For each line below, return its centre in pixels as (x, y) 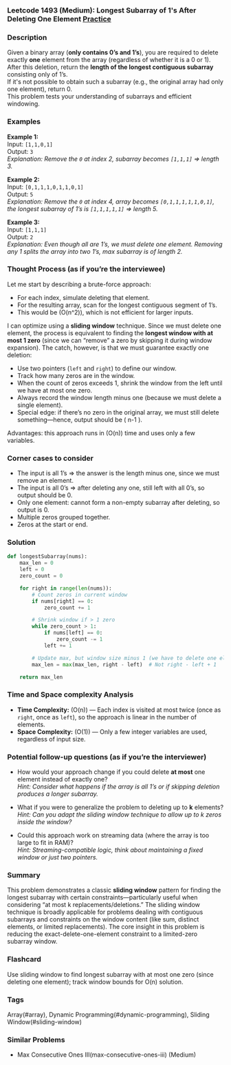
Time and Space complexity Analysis (70, 695)
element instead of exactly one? (62, 779)
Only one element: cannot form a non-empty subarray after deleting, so (118, 503)
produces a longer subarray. (57, 794)
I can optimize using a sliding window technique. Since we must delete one (114, 326)
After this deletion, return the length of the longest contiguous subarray (110, 67)
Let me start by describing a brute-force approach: (79, 284)
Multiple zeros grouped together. (64, 517)
